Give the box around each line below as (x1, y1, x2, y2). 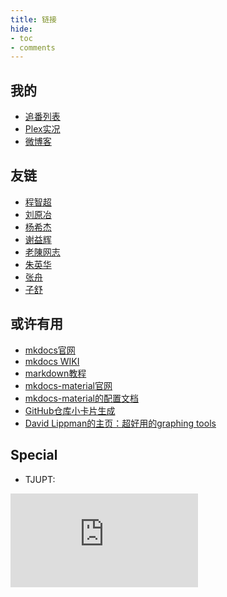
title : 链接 (10, 14, 57, 25)
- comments (10, 42, 56, 53)
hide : (10, 24, 33, 34)
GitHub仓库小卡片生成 (24, 404, 116, 416)
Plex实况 (24, 123, 61, 135)
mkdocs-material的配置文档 (24, 392, 140, 404)
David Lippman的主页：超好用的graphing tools (24, 417, 217, 429)
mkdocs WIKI (24, 355, 80, 367)
